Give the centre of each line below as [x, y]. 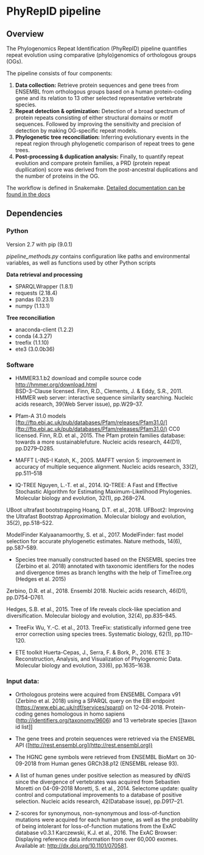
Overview [25, 34]
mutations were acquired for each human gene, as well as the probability [107, 820]
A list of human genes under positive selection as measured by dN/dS [103, 776]
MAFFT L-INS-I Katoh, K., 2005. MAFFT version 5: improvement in [98, 460]
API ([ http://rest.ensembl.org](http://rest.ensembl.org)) [84, 745]
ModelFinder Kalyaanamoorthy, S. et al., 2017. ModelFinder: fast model [95, 534]
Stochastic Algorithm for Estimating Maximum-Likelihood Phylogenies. [103, 491]
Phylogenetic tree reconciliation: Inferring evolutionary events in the [102, 137]
